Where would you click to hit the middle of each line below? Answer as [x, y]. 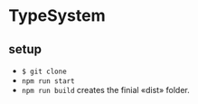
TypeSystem [57, 16]
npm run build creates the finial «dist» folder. [106, 90]
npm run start [48, 81]
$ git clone [44, 71]
